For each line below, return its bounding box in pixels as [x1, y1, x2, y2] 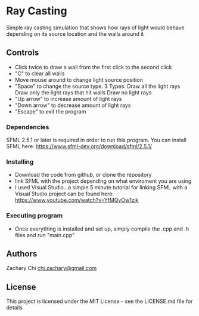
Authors [6, 249, 38, 259]
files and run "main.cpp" [14, 231, 75, 238]
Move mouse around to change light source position [14, 76, 143, 83]
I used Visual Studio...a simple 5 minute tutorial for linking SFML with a [14, 184, 188, 191]
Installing [6, 157, 34, 165]
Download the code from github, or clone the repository [14, 171, 152, 179]
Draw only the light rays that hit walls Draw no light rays [14, 88, 152, 96]
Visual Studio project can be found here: [14, 190, 114, 198]
